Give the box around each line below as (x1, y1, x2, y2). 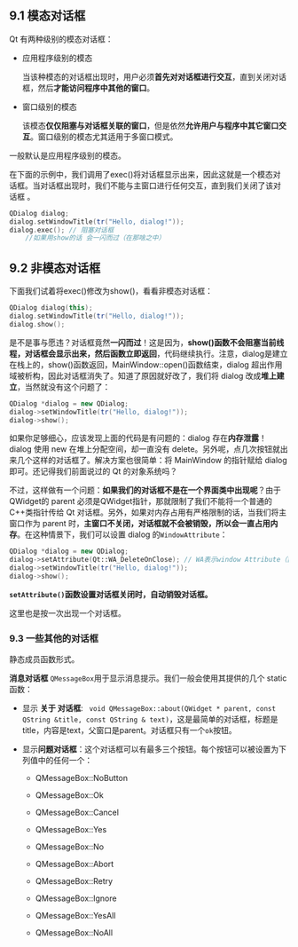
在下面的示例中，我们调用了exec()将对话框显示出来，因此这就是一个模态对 (9, 169, 281, 179)
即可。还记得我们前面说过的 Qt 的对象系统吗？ (9, 466, 178, 477)
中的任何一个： (37, 755, 93, 766)
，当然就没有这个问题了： (17, 381, 111, 392)
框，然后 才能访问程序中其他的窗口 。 (21, 83, 155, 93)
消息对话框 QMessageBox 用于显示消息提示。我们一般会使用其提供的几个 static (9, 673, 287, 683)
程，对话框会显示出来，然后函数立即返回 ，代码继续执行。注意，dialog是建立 (9, 348, 288, 359)
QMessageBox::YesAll (35, 911, 116, 921)
